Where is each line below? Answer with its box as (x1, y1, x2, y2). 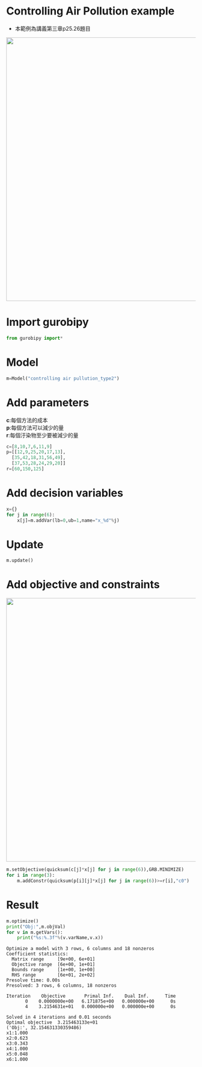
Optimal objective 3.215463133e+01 (6, 1019, 98, 1025)
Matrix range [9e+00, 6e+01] (11, 956, 96, 962)
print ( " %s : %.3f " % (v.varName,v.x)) (17, 935, 103, 941)
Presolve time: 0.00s (6, 977, 61, 983)
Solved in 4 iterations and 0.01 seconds (6, 1014, 112, 1021)
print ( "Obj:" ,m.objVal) (6, 924, 66, 930)
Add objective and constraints (6, 578, 161, 592)
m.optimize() (6, 918, 39, 924)
